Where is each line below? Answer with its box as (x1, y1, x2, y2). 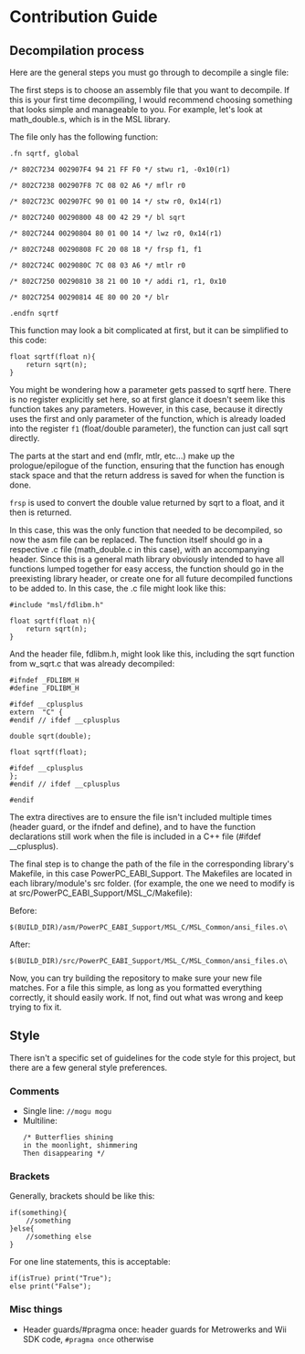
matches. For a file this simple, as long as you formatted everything (9, 982, 263, 992)
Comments (9, 1085, 59, 1097)
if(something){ (9, 1208, 68, 1218)
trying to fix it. (9, 1002, 62, 1013)
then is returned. (9, 507, 72, 518)
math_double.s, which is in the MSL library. (9, 114, 171, 124)
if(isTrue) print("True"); (9, 1274, 112, 1284)
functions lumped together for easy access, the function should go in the (9, 563, 285, 574)
